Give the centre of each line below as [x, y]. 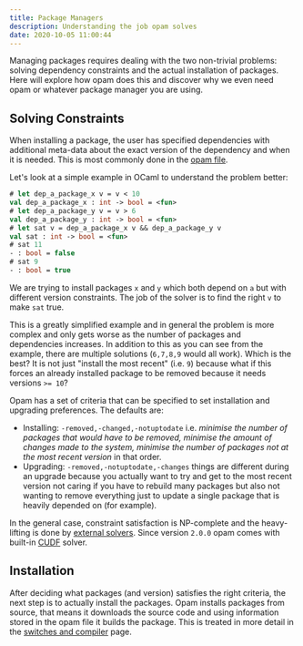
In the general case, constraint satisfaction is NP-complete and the [135, 523]
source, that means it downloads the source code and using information [144, 612]
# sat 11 [26, 245]
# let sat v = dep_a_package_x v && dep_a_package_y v [116, 228]
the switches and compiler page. [71, 631]
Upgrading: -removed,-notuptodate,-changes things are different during [156, 467]
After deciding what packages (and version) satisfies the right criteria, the [148, 592]
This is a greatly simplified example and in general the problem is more [142, 324]
